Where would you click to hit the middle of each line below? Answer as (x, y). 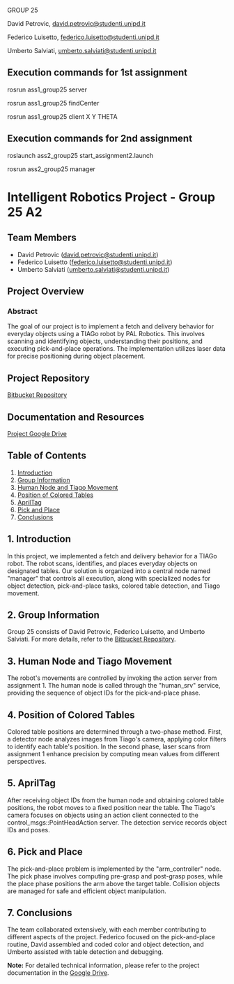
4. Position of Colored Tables (71, 715)
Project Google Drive (37, 433)
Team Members (42, 238)
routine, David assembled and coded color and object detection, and (106, 945)
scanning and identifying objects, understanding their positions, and (105, 341)
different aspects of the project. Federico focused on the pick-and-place (111, 937)
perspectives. (27, 761)
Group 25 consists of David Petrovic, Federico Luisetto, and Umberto (106, 632)
